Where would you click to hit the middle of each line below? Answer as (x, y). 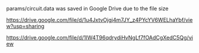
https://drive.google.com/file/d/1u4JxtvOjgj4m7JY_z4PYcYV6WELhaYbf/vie (99, 20)
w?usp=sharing (25, 26)
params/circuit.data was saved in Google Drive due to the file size (88, 9)
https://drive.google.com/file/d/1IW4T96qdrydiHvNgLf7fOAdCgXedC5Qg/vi (100, 37)
